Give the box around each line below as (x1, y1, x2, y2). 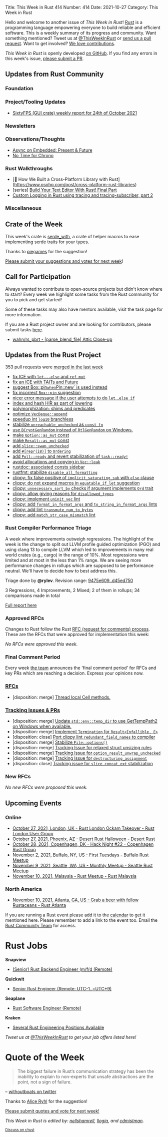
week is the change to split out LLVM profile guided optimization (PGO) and (5, 541, 160, 547)
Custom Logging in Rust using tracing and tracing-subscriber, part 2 (12, 192, 153, 198)
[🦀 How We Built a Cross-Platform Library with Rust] (12, 176, 120, 182)
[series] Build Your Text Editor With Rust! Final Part (12, 187, 117, 193)
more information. (5, 311, 42, 317)
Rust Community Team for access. (5, 923, 76, 929)
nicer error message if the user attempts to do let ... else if (12, 395, 135, 401)
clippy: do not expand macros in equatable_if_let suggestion (12, 480, 140, 486)
